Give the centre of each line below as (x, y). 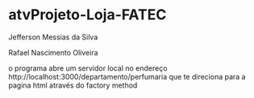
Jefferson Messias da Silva (53, 37)
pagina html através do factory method (73, 85)
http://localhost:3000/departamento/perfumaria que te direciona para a (127, 76)
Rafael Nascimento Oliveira (53, 52)
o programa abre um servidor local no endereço (88, 68)
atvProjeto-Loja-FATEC (87, 15)
